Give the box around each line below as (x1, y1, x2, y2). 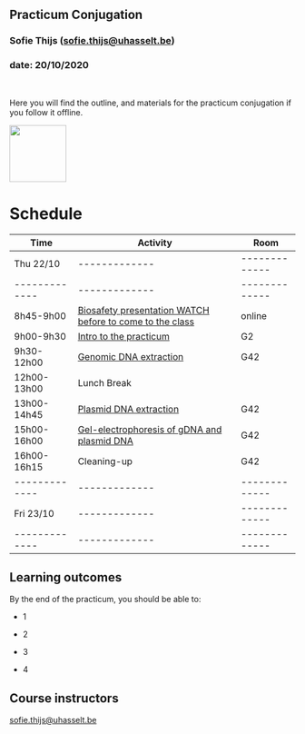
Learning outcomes (9, 570, 123, 585)
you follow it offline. (9, 106, 84, 117)
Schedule (9, 203, 84, 223)
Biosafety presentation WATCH (77, 303, 211, 316)
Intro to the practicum (77, 330, 170, 342)
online (240, 309, 268, 322)
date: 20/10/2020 (9, 59, 89, 72)
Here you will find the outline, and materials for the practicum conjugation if (9, 97, 292, 108)
